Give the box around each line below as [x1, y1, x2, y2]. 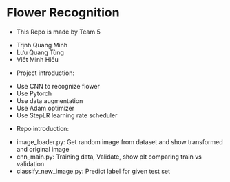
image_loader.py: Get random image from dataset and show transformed [16, 137, 223, 146]
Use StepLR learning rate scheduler [16, 111, 118, 120]
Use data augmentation [16, 96, 83, 104]
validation [16, 159, 45, 168]
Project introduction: [16, 69, 75, 77]
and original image [16, 145, 70, 153]
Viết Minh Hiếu [16, 55, 59, 63]
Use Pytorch [16, 89, 52, 98]
